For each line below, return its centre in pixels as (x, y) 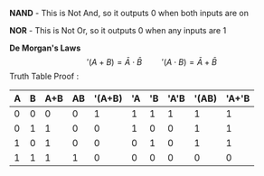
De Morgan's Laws (45, 48)
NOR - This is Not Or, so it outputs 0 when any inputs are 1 (118, 30)
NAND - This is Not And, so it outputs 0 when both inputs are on (129, 13)
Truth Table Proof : (44, 76)
